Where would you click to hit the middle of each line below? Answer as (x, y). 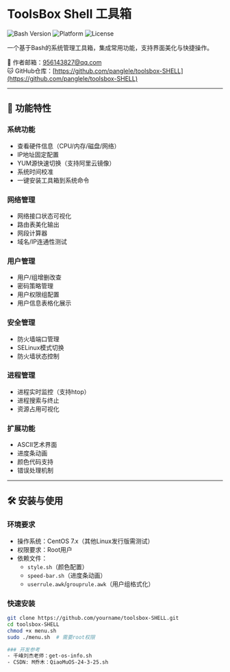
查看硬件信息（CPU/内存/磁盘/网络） (68, 146)
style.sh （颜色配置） (57, 566)
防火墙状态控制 (38, 356)
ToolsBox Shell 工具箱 (69, 14)
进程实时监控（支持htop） (53, 391)
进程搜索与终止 (38, 400)
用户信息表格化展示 (44, 303)
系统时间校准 (35, 172)
